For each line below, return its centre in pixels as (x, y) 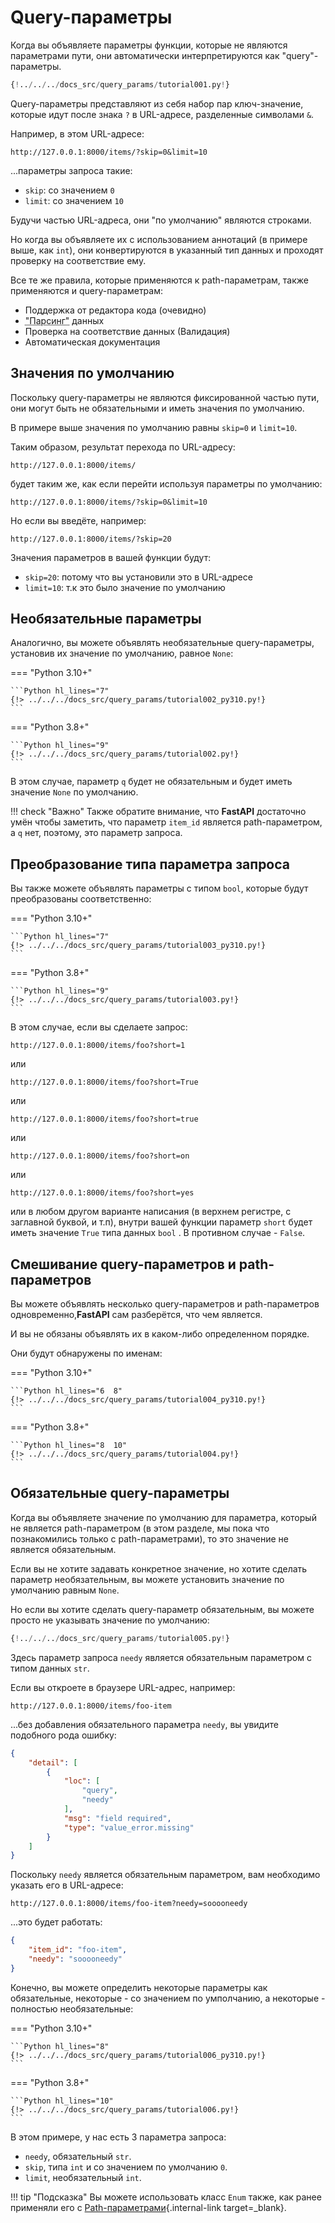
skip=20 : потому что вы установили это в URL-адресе (138, 577)
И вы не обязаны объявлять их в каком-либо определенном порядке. (160, 1334)
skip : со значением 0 (69, 190)
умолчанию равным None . (65, 1590)
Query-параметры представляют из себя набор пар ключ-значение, (157, 103)
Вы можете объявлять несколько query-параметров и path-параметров (165, 1304)
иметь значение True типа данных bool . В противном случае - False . (158, 1233)
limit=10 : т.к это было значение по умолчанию (125, 587)
